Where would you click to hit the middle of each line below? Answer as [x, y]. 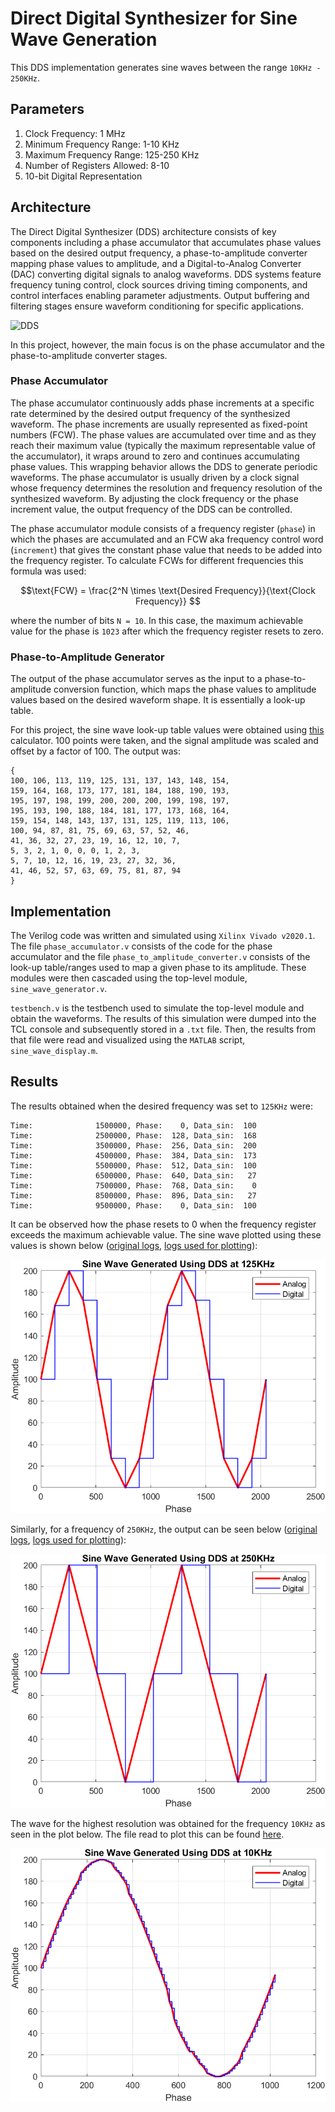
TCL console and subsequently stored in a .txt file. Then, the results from [163, 1029]
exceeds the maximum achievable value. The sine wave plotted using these [166, 1234]
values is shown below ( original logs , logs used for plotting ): [134, 1245]
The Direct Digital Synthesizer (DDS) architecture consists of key [143, 231]
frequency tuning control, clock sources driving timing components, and [159, 284]
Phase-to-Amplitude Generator [87, 657]
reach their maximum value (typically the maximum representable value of [163, 445]
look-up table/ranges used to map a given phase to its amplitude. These [158, 967]
